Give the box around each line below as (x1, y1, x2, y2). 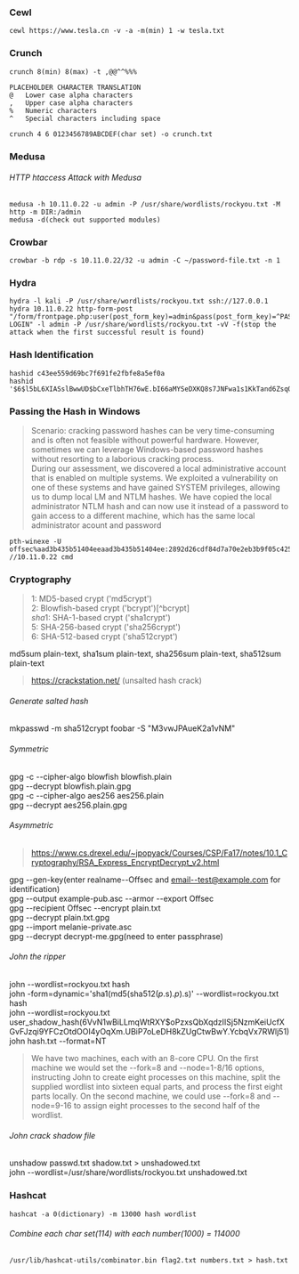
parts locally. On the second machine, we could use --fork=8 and (30, 1091, 271, 1101)
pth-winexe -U (9, 537, 62, 546)
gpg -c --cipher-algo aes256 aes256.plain (9, 790, 165, 800)
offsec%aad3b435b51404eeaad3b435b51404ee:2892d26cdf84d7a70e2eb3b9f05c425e (9, 545, 296, 554)
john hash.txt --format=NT (9, 1035, 107, 1047)
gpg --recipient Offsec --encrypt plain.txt (9, 902, 162, 913)
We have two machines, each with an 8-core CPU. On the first (30, 1053, 260, 1064)
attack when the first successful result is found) (9, 328, 205, 337)
